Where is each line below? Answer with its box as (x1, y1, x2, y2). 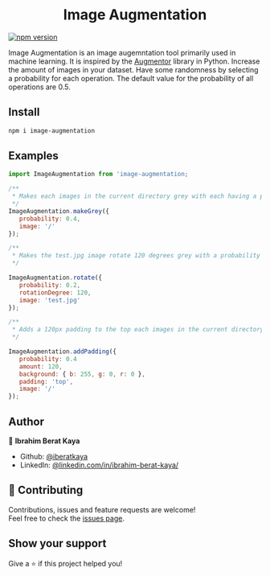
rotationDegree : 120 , (18, 288, 92, 297)
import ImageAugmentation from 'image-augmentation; (8, 171, 189, 179)
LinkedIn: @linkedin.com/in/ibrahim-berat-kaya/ (19, 460, 179, 470)
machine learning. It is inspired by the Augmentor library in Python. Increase (8, 56, 260, 66)
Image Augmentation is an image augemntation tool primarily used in (8, 47, 236, 57)
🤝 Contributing (8, 483, 84, 497)
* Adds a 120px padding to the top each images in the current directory (11, 326, 264, 334)
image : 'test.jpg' (18, 296, 81, 304)
